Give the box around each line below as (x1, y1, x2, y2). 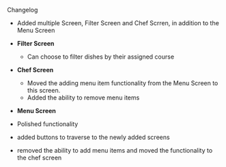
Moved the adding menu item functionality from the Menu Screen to (27, 79, 218, 87)
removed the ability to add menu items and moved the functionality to (16, 147, 213, 154)
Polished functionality (16, 120, 79, 128)
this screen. (27, 87, 61, 94)
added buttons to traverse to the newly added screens (16, 133, 170, 141)
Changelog (7, 6, 38, 14)
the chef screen (16, 153, 62, 162)
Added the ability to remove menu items (27, 93, 140, 102)
